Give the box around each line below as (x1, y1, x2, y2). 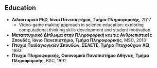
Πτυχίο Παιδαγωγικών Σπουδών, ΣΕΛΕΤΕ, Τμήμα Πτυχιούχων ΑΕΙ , (11, 42, 151, 48)
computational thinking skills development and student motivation (18, 27, 151, 33)
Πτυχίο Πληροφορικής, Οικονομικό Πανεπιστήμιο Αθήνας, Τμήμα (11, 53, 150, 58)
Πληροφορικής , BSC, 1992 (11, 57, 67, 63)
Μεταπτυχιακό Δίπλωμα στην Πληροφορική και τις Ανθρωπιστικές (11, 32, 153, 38)
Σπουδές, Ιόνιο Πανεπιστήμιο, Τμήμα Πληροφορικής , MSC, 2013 (11, 37, 146, 43)
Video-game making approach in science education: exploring (18, 22, 144, 27)
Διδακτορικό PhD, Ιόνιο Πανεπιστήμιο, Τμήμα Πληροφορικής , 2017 (11, 16, 151, 22)
